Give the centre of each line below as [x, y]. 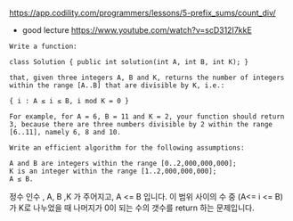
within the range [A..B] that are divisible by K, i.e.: [117, 86]
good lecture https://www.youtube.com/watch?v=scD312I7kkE [137, 30]
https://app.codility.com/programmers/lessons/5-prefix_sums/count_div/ [142, 13]
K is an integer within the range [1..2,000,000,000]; [113, 171]
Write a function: [43, 46]
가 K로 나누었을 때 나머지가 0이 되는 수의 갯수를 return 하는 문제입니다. [132, 208]
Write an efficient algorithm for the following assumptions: [127, 148]
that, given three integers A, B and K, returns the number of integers [147, 78]
